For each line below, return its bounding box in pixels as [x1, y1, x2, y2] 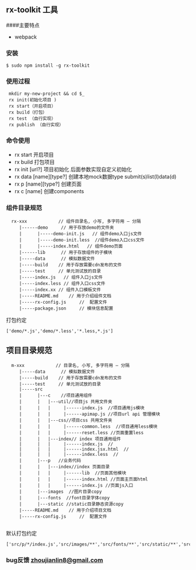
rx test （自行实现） [8, 116, 56, 122]
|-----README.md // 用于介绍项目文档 [19, 507, 112, 513]
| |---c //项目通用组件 [19, 392, 92, 399]
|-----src [19, 386, 43, 392]
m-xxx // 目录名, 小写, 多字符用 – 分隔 [11, 362, 130, 368]
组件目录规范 [6, 204, 43, 212]
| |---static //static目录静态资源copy [19, 501, 124, 507]
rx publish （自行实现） [8, 122, 64, 128]
